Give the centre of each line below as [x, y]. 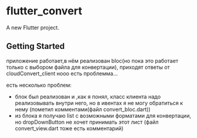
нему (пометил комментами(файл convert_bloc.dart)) [83, 109]
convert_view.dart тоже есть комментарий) [69, 128]
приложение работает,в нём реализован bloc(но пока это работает [92, 60]
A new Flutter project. [33, 27]
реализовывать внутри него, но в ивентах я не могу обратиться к [99, 103]
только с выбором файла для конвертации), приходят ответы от [88, 67]
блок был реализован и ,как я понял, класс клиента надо [88, 96]
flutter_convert [44, 11]
